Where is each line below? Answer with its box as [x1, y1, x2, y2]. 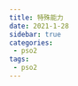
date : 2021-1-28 [9, 21, 69, 30]
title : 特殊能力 [9, 13, 64, 22]
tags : [9, 55, 29, 64]
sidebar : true [9, 30, 62, 39]
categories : [9, 38, 53, 47]
